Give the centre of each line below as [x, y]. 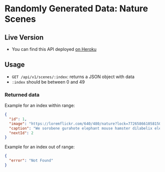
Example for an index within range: [40, 106]
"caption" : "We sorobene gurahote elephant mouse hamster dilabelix [81, 128]
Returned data [22, 94]
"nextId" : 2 [21, 133]
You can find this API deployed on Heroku [54, 49]
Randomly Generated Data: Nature [76, 9]
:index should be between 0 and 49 [48, 82]
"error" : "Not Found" [31, 161]
